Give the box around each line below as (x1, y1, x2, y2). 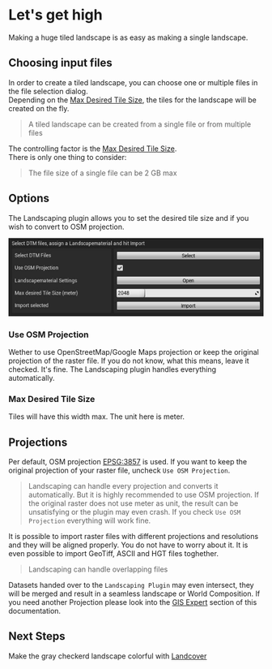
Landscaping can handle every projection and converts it (28, 481, 219, 491)
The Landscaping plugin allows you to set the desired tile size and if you (8, 213, 249, 222)
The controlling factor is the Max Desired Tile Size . (8, 144, 177, 153)
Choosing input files (8, 56, 113, 70)
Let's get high (8, 6, 103, 24)
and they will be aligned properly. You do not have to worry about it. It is (8, 540, 249, 550)
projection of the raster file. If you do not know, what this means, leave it (8, 356, 249, 365)
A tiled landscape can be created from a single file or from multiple (28, 119, 252, 129)
